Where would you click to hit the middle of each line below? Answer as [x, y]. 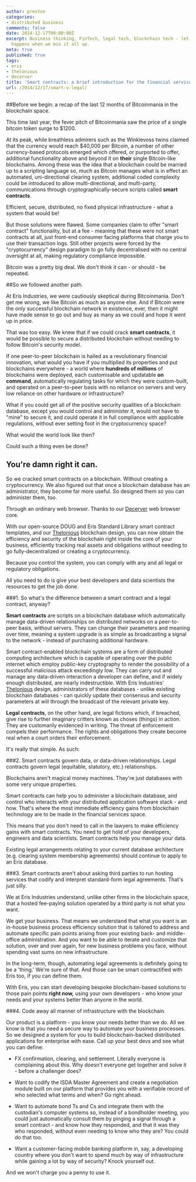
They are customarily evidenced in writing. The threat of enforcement [90, 725]
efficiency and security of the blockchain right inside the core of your [89, 539]
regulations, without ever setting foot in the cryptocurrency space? [86, 423]
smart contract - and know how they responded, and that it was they [97, 1125]
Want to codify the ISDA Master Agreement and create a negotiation [96, 1082]
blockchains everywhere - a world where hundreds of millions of [85, 368]
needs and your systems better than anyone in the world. [75, 999]
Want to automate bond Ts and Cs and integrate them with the [89, 1106]
